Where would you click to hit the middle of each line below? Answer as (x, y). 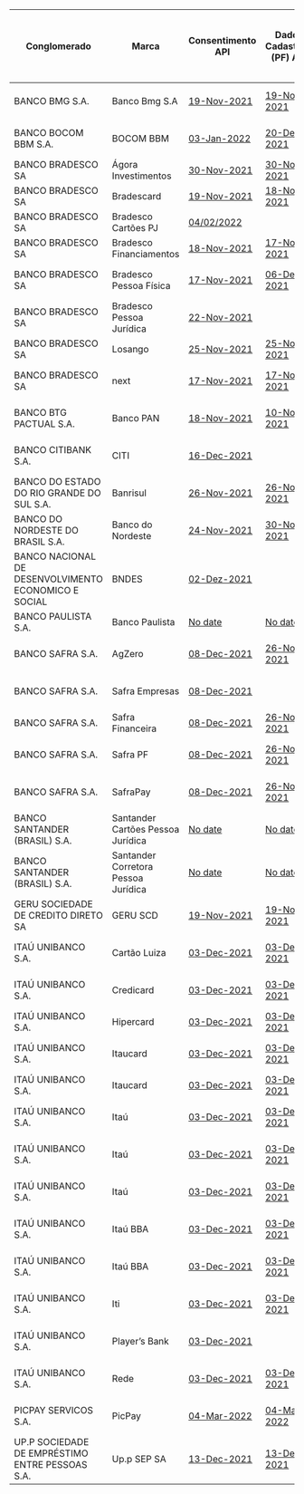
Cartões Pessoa (146, 829)
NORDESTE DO (46, 530)
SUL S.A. (33, 504)
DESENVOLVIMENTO (59, 579)
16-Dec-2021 (221, 455)
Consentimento (223, 40)
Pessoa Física (141, 286)
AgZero (128, 654)
